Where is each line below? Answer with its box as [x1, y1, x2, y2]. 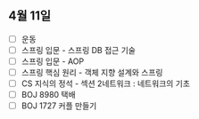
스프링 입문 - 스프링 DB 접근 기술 [21, 44, 136, 55]
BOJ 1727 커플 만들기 [21, 100, 97, 111]
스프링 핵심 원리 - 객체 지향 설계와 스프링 [21, 67, 163, 77]
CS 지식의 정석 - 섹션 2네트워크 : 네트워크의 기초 [21, 78, 191, 89]
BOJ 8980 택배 [21, 90, 77, 100]
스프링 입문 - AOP [21, 56, 85, 67]
